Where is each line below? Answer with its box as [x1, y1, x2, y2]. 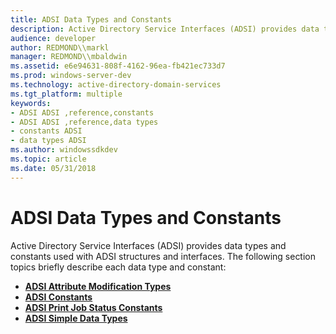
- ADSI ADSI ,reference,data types [10, 117, 159, 127]
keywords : [10, 98, 52, 108]
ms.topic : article [10, 154, 87, 164]
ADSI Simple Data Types [24, 312, 128, 324]
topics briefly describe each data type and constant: [10, 261, 227, 273]
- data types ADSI [10, 136, 87, 146]
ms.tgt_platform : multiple [10, 89, 123, 99]
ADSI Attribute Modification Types [24, 280, 172, 292]
